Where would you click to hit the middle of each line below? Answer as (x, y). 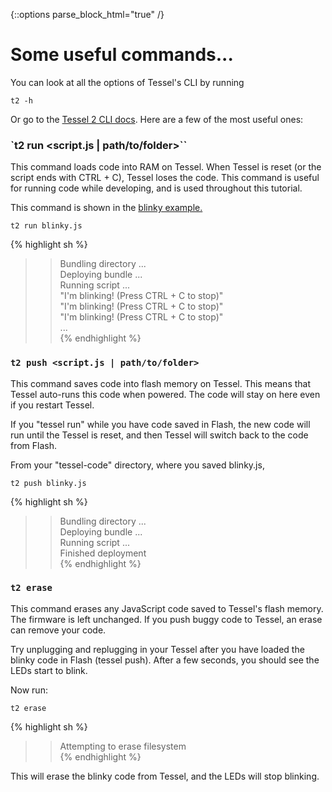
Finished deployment (103, 553)
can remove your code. (58, 630)
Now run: (29, 690)
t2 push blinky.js (48, 483)
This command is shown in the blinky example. (106, 208)
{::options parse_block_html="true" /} (87, 14)
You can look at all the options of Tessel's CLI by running (127, 82)
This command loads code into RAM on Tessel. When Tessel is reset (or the (166, 167)
